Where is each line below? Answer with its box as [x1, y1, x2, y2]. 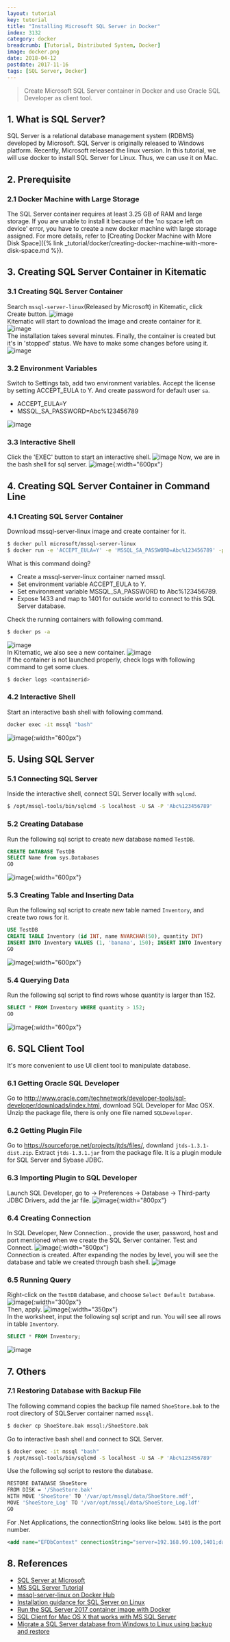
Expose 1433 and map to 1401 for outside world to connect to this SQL [16, 594, 216, 603]
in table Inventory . [7, 1320, 60, 1328]
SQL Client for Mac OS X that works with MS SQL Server [16, 1612, 177, 1621]
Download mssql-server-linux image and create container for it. [7, 527, 186, 535]
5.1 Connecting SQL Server [7, 774, 98, 783]
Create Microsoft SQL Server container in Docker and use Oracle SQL [23, 87, 220, 95]
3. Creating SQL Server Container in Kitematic [7, 266, 207, 278]
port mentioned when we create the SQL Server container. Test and [7, 1236, 198, 1244]
